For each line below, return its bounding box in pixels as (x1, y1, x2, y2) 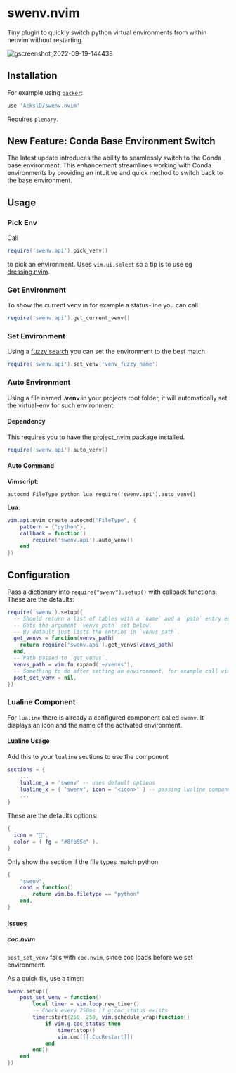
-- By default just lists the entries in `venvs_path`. (13, 628, 181, 635)
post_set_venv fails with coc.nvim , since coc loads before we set (7, 953, 193, 961)
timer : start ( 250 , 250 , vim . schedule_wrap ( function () (32, 1014, 190, 1021)
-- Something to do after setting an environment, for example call (13, 667, 218, 675)
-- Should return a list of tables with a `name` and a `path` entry (13, 615, 221, 622)
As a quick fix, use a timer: (7, 974, 84, 982)
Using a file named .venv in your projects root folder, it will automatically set (7, 393, 228, 402)
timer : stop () (57, 1027, 96, 1034)
